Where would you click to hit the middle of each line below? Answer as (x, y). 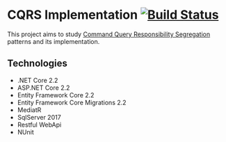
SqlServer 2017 (39, 117)
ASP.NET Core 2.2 (43, 88)
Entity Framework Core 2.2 (56, 95)
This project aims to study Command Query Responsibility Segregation (109, 34)
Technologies (38, 64)
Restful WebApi (39, 125)
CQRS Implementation (72, 15)
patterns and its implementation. (54, 41)
